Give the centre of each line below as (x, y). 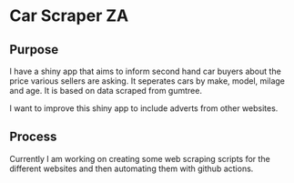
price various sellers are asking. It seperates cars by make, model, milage (147, 81)
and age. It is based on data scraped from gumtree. (106, 91)
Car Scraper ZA (69, 16)
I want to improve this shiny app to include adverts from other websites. (144, 108)
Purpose (34, 50)
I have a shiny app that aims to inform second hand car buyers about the (146, 71)
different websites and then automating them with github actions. (132, 168)
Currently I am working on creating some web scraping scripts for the (140, 158)
